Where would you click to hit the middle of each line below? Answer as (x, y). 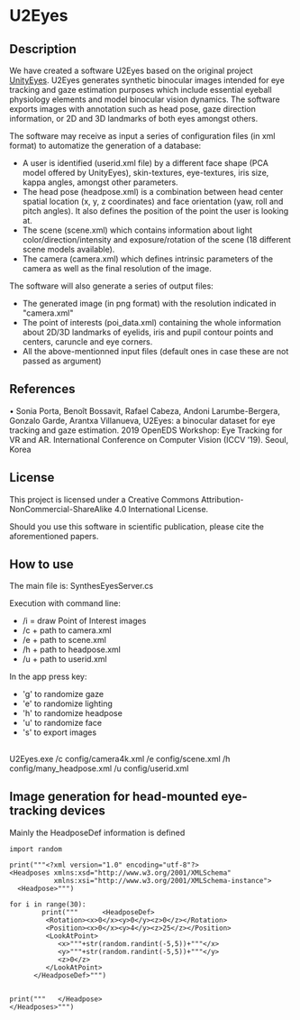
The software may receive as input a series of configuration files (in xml (142, 136)
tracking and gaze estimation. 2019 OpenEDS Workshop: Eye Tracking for (146, 430)
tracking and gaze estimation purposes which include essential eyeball (141, 90)
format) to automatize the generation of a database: (105, 146)
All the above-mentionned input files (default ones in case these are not (155, 351)
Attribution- (223, 499)
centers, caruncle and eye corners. (87, 342)
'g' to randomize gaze (63, 694)
